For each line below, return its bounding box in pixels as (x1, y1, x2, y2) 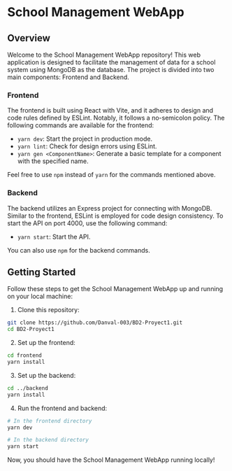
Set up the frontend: (17, 339, 75, 347)
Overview (7, 32, 51, 44)
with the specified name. (17, 157, 89, 165)
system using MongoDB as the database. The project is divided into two (7, 66, 215, 73)
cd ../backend (7, 384, 49, 392)
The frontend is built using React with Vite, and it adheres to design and (7, 106, 214, 115)
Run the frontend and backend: (17, 404, 108, 412)
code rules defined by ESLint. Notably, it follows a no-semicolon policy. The (7, 113, 225, 122)
